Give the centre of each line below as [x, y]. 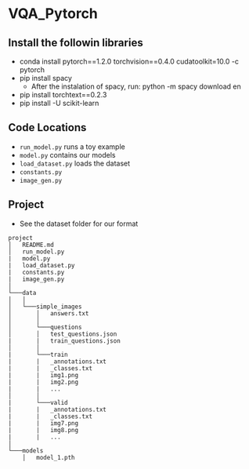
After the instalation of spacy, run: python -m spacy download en [136, 86]
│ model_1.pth [49, 457]
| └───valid [38, 402]
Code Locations [47, 127]
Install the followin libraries [76, 43]
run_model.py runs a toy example [72, 147]
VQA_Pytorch [53, 14]
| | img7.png [43, 423]
